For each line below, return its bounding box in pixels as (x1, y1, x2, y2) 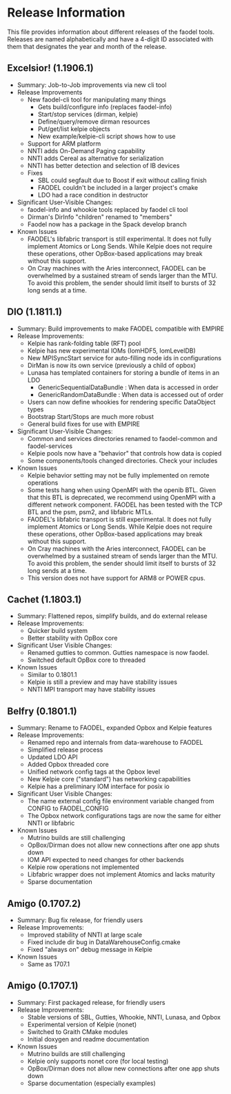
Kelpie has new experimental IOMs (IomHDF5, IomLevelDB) (27, 346, 197, 355)
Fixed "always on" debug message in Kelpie (27, 946, 153, 953)
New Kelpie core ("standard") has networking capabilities (27, 775, 191, 783)
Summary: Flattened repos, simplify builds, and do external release (17, 612, 208, 621)
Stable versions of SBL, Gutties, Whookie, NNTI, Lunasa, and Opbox (27, 1013, 221, 1021)
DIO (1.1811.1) (7, 306, 63, 318)
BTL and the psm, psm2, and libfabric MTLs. (27, 507, 154, 516)
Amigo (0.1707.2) (7, 897, 81, 909)
